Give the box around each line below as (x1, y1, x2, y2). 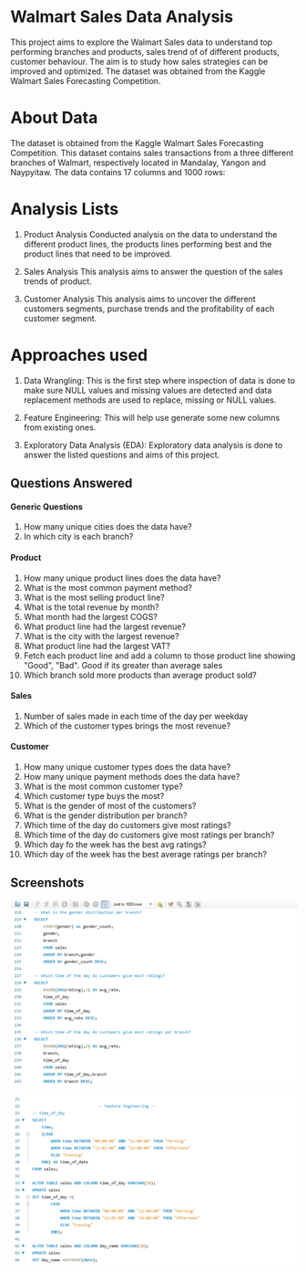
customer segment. (23, 312, 97, 323)
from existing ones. (23, 422, 97, 433)
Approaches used (10, 345, 148, 365)
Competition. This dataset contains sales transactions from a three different (10, 147, 294, 158)
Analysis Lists (10, 199, 119, 220)
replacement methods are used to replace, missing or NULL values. (23, 394, 277, 405)
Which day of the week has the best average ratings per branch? (23, 848, 268, 859)
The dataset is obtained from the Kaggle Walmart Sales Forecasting (10, 137, 264, 148)
